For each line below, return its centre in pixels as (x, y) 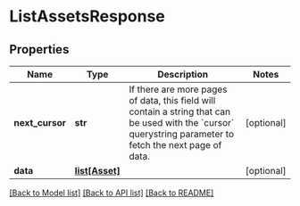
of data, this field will (172, 100)
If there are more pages (178, 89)
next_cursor (40, 123)
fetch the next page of (175, 145)
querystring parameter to (182, 134)
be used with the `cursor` (182, 123)
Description (183, 74)
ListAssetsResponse (87, 16)
